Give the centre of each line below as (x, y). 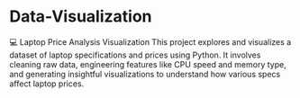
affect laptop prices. (47, 84)
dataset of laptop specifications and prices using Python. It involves (135, 55)
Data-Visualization (81, 17)
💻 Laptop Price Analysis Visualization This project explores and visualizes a (150, 41)
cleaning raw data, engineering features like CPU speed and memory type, (148, 64)
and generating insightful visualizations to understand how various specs (145, 74)
